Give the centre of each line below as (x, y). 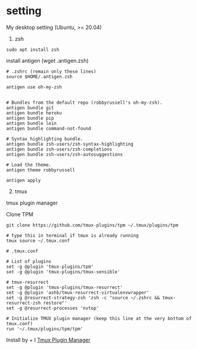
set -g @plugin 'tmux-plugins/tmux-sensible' (63, 272)
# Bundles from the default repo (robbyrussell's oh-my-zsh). (84, 103)
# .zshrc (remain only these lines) (51, 71)
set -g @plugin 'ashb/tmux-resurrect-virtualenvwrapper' (78, 292)
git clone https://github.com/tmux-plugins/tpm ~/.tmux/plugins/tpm (92, 225)
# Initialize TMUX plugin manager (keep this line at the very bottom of (99, 318)
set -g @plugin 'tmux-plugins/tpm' (50, 267)
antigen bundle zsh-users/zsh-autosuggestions (64, 154)
